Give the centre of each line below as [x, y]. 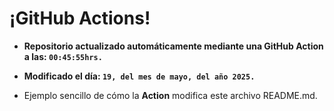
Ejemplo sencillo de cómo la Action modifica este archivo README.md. [170, 95]
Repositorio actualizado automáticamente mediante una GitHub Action [173, 46]
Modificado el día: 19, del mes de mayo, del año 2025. [139, 76]
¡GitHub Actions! [80, 18]
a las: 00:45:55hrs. [63, 56]
